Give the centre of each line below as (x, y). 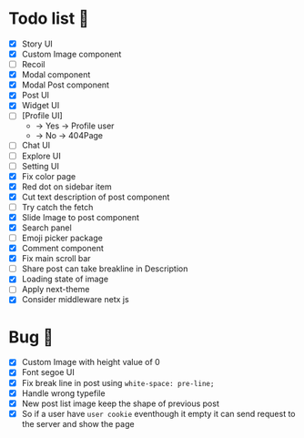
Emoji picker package (62, 238)
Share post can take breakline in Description (105, 269)
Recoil (33, 65)
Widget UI (41, 106)
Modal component (56, 75)
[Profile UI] (42, 116)
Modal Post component (66, 85)
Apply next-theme (56, 290)
